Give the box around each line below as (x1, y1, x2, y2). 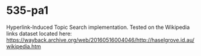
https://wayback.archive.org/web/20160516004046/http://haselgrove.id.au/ (6, 36, 195, 43)
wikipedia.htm (6, 43, 41, 50)
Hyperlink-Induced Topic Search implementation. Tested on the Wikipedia (6, 23, 190, 31)
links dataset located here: (6, 30, 72, 37)
